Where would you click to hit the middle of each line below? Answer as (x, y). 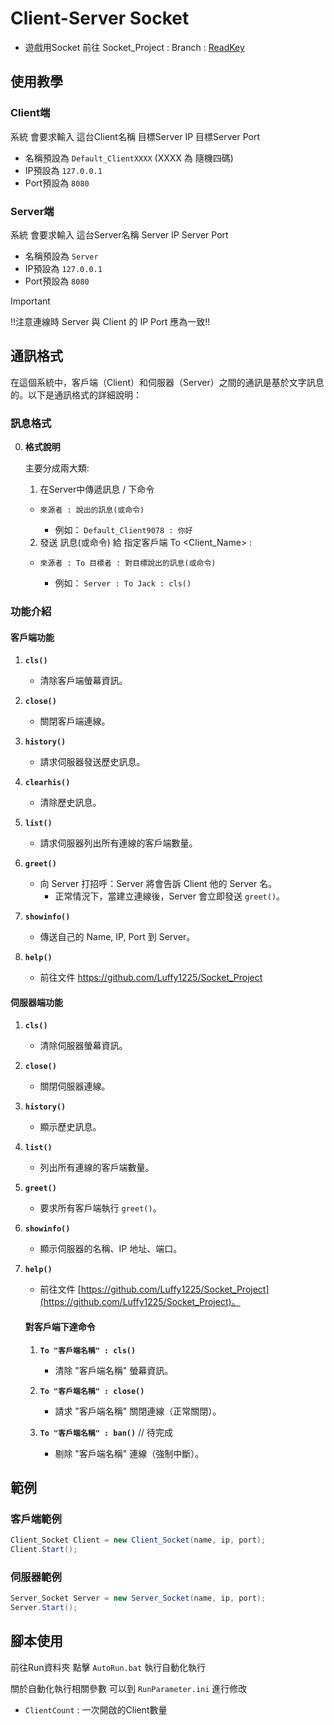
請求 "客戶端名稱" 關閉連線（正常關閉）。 (138, 1411)
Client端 (30, 113)
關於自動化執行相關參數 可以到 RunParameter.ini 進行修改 (129, 1688)
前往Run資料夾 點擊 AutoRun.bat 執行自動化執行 (108, 1667)
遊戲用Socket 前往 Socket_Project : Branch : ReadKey (134, 47)
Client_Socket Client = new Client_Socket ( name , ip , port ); (138, 1540)
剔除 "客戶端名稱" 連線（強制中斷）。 (129, 1453)
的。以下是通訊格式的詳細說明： (76, 394)
